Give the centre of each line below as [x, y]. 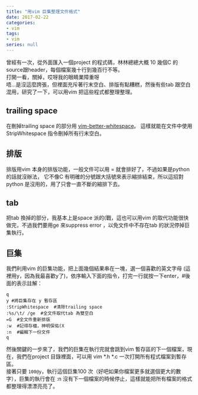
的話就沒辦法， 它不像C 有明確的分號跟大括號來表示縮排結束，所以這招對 [95, 176]
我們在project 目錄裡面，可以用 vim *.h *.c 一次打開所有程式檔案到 [96, 357]
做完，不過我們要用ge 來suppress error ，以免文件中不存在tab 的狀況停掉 [95, 225]
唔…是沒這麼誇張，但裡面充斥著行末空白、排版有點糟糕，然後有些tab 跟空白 [98, 84]
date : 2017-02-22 [27, 17]
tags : [13, 34]
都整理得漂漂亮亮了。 [32, 386]
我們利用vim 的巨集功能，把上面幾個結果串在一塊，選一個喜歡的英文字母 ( [96, 269]
